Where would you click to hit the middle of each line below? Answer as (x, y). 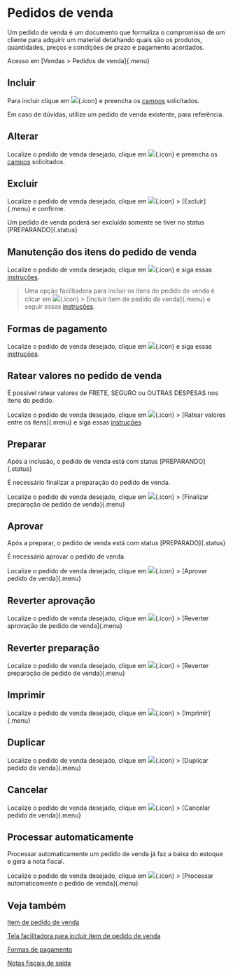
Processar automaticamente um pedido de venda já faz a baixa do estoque (115, 854)
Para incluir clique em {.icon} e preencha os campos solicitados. (104, 100)
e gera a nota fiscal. (36, 862)
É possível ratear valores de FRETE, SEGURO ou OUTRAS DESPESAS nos (113, 393)
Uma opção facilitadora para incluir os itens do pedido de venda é (119, 291)
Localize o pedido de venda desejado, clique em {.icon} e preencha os (113, 154)
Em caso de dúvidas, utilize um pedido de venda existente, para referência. (115, 114)
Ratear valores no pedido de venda (85, 376)
